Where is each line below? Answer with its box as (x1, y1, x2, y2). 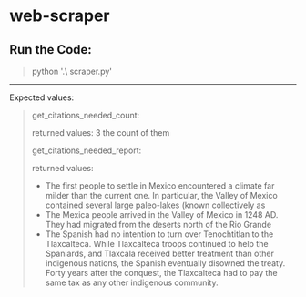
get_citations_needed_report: (31, 145, 142, 156)
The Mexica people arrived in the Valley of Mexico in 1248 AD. (45, 210, 279, 220)
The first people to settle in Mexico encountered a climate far (45, 180, 275, 191)
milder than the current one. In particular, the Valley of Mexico (45, 190, 278, 200)
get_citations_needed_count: (31, 110, 140, 120)
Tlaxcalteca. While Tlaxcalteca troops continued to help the (45, 239, 269, 249)
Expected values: (9, 92, 75, 103)
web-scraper (9, 5, 111, 26)
